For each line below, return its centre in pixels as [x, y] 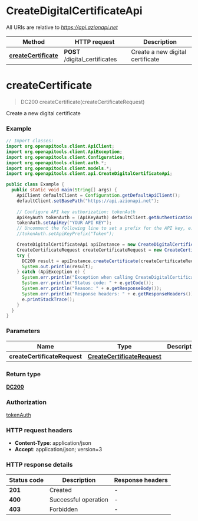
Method [34, 41]
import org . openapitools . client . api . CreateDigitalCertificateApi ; [89, 174]
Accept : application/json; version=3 [58, 450]
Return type [24, 374]
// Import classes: [30, 141]
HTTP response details [39, 465]
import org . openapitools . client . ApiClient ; [60, 146]
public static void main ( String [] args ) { [64, 190]
